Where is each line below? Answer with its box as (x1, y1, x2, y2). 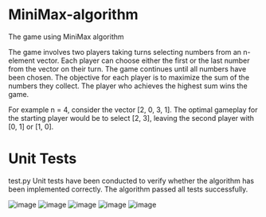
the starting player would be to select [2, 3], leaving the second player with (8, 113, 255, 122)
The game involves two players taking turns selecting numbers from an (8, 47, 241, 56)
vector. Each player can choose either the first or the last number (36, 56, 250, 65)
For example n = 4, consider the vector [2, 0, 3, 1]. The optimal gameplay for (8, 105, 258, 114)
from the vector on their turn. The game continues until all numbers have (8, 64, 247, 73)
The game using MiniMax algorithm (8, 32, 125, 41)
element (8, 56, 35, 65)
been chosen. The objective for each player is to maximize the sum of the (8, 72, 249, 82)
